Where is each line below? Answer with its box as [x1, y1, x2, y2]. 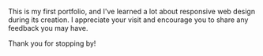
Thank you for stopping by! [8, 39, 96, 48]
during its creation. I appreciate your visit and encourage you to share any [8, 15, 249, 24]
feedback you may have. [8, 24, 88, 32]
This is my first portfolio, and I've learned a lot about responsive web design [8, 7, 255, 16]
